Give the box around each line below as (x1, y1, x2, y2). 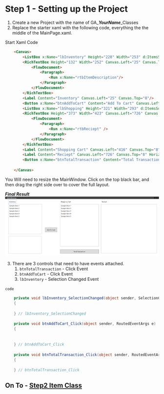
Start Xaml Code (5, 39, 38, 45)
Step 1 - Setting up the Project (5, 3, 128, 15)
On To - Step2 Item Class (5, 381, 82, 390)
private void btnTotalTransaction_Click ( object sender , (14, 352, 130, 357)
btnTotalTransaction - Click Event (19, 266, 88, 272)
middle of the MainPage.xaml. (12, 30, 72, 36)
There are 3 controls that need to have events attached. (12, 261, 124, 267)
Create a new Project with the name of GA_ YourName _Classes (12, 20, 139, 25)
